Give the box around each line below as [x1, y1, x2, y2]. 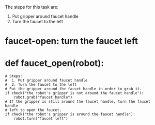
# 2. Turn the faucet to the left [5, 82, 77, 87]
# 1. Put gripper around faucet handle [5, 78, 88, 83]
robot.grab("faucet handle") [14, 95, 73, 100]
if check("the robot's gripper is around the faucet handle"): [5, 112, 136, 117]
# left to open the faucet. [5, 108, 62, 113]
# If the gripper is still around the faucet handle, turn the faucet [5, 99, 151, 104]
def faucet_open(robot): [5, 58, 104, 69]
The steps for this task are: [5, 4, 59, 10]
